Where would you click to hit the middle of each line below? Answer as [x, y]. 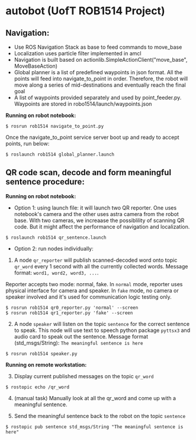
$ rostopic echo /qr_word [37, 387]
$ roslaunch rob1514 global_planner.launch [60, 154]
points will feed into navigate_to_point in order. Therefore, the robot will [101, 79]
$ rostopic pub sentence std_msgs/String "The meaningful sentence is [94, 427]
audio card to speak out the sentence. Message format [81, 336]
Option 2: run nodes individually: [54, 248]
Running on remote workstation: [46, 365]
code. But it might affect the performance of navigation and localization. [102, 226]
